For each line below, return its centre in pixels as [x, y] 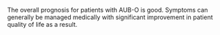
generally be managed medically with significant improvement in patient [110, 17]
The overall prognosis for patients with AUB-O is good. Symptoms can [108, 10]
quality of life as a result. [42, 24]
